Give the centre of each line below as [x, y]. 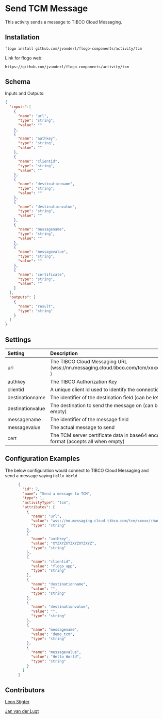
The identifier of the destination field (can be [101, 398]
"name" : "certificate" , [42, 274]
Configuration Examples [42, 459]
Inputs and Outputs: [25, 94]
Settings [18, 340]
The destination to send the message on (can [102, 405]
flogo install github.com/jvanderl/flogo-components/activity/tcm [73, 49]
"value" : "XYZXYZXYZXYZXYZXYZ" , [64, 544]
